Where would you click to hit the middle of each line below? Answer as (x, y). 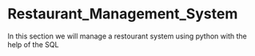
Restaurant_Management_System (123, 14)
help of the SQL (33, 44)
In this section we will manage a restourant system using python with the (127, 36)
